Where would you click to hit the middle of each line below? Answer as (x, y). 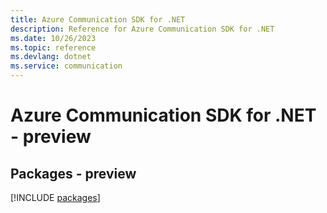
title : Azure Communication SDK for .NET (98, 19)
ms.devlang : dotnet (51, 57)
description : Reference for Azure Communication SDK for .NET (142, 29)
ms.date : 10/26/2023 (53, 38)
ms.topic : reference (53, 47)
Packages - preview (73, 173)
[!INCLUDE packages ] (55, 197)
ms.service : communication (66, 66)
